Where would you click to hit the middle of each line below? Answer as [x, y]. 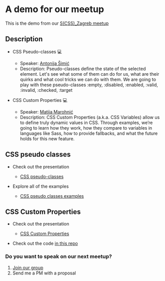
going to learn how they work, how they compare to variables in [86, 128]
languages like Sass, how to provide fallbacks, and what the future [89, 133]
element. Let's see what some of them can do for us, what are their [90, 74]
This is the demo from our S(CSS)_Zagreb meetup [57, 23]
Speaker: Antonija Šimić [45, 63]
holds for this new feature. [47, 138]
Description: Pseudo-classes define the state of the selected [83, 69]
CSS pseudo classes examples [52, 196]
